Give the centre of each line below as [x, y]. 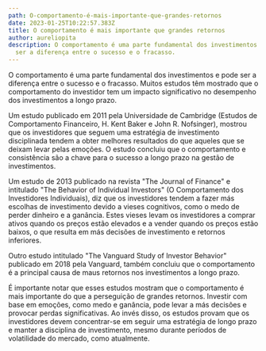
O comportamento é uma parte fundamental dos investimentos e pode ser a [132, 75]
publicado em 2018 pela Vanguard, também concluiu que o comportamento [132, 264]
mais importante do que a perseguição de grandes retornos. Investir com [128, 296]
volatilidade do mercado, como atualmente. [79, 338]
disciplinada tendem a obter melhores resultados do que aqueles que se [126, 141]
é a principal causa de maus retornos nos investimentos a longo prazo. [124, 273]
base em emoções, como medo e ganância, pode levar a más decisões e [128, 305]
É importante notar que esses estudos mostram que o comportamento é [126, 288]
